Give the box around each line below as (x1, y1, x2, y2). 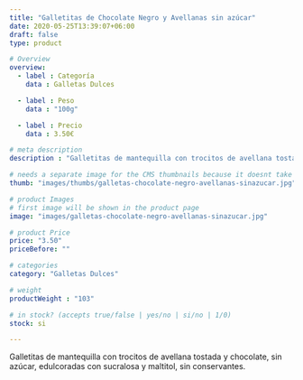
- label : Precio (17, 121, 83, 130)
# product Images (9, 195, 75, 204)
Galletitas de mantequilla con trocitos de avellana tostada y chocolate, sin (9, 351, 282, 362)
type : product (9, 38, 63, 48)
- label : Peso (17, 96, 75, 105)
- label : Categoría (17, 71, 95, 81)
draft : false (9, 30, 59, 39)
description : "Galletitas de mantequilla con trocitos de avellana (9, 154, 272, 163)
